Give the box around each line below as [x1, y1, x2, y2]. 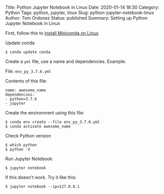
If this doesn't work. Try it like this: [5, 174, 77, 180]
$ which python [5, 143, 37, 148]
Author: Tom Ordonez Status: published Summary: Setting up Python [5, 15, 148, 21]
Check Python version [5, 133, 51, 139]
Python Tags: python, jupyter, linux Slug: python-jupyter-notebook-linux [5, 10, 154, 16]
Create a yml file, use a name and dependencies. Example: [5, 58, 127, 64]
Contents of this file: [5, 78, 47, 84]
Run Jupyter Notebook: [5, 156, 54, 162]
